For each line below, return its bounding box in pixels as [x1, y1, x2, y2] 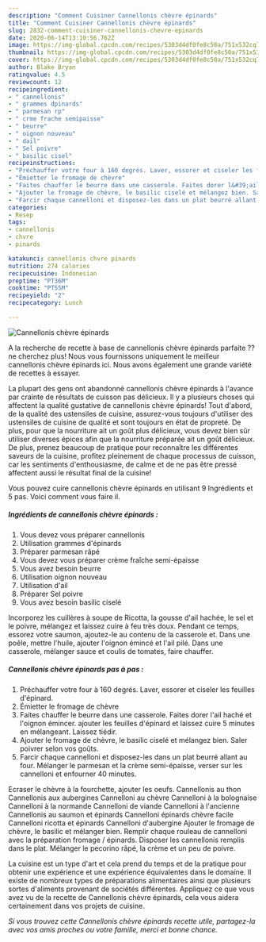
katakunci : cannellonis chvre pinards [8, 255, 136, 263]
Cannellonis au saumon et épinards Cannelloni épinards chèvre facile [8, 809, 234, 819]
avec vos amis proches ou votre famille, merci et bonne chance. [8, 925, 218, 934]
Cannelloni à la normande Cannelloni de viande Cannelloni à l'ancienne [8, 801, 240, 810]
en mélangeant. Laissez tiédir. [19, 727, 117, 736]
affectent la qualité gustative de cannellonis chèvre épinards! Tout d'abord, [8, 400, 253, 409]
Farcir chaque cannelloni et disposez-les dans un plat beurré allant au [19, 752, 248, 762]
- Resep [8, 211, 34, 219]
